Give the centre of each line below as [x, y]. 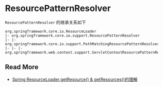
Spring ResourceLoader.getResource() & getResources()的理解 [75, 79]
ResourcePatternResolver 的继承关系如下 [46, 22]
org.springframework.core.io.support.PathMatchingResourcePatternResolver [82, 44]
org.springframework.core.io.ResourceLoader [51, 31]
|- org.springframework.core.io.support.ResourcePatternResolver [72, 36]
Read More [22, 67]
